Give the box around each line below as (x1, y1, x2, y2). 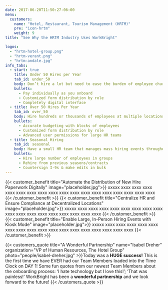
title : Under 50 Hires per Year (14, 72, 81, 77)
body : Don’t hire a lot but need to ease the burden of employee (14, 81, 153, 86)
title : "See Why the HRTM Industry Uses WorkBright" (5, 35, 117, 40)
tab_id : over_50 (14, 109, 48, 114)
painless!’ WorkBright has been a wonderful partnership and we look (5, 273, 148, 279)
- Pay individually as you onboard (18, 90, 93, 95)
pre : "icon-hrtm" (14, 26, 50, 31)
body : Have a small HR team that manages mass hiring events (14, 146, 144, 151)
